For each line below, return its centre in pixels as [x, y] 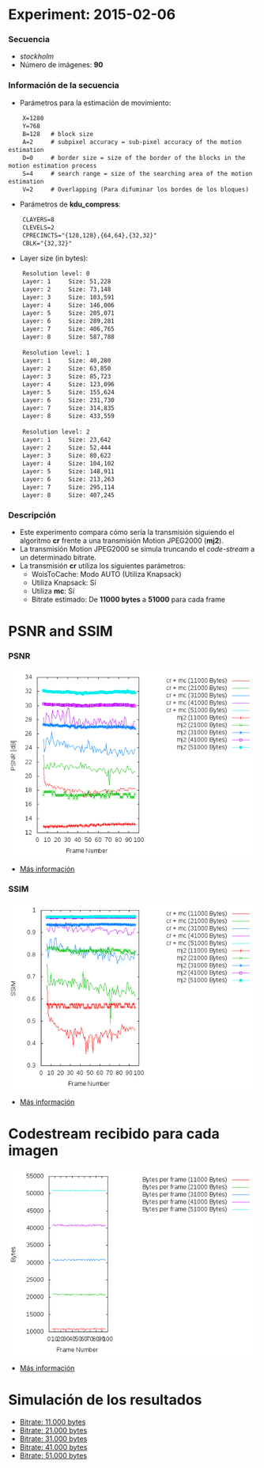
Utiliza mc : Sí [53, 591]
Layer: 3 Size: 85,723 [67, 376]
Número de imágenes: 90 [61, 65]
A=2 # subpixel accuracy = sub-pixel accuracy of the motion [132, 142]
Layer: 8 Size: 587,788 [68, 337]
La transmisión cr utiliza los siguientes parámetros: [102, 566]
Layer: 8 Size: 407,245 [68, 495]
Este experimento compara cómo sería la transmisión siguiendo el [127, 533]
